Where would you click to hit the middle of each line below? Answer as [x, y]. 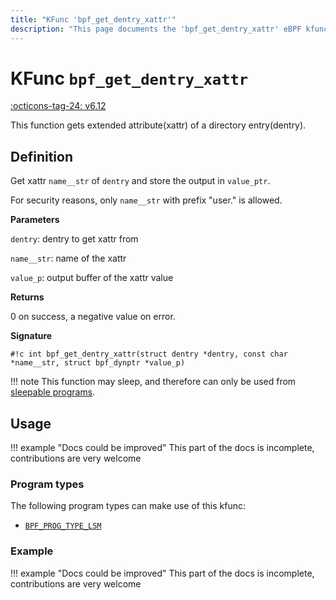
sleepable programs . [53, 392]
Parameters [35, 220]
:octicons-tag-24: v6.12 [58, 106]
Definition [41, 156]
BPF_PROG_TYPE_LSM [63, 526]
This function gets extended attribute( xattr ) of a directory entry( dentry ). [158, 125]
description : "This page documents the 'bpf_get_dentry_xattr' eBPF [156, 29]
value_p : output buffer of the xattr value [92, 278]
